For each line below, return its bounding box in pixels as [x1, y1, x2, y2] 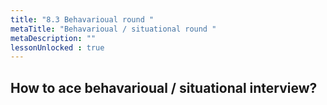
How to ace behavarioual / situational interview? [10, 79, 318, 96]
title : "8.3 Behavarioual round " [10, 14, 155, 25]
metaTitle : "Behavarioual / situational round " [10, 24, 217, 34]
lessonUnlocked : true [10, 42, 105, 53]
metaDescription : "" [10, 33, 97, 43]
